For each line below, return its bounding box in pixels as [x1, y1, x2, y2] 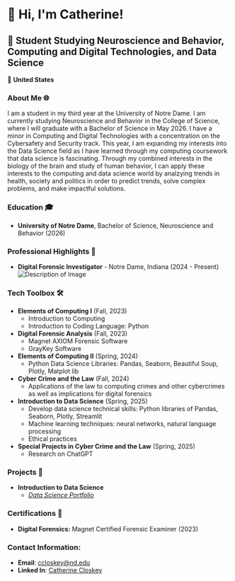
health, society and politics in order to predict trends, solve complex [7, 177, 206, 185]
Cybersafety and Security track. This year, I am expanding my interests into [7, 139, 227, 148]
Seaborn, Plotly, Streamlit [28, 412, 103, 420]
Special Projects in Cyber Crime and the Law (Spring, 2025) [17, 442, 196, 451]
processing [28, 427, 62, 436]
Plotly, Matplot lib [28, 367, 79, 376]
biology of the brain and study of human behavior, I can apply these [7, 162, 205, 171]
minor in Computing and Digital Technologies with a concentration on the [7, 132, 221, 140]
